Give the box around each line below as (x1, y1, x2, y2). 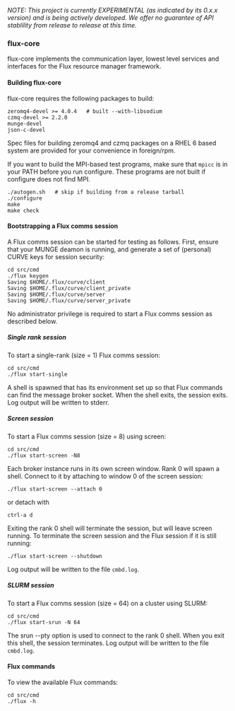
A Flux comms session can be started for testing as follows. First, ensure (7, 237, 219, 246)
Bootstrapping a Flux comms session (7, 222, 119, 230)
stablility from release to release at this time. (7, 21, 138, 29)
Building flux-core (7, 78, 62, 87)
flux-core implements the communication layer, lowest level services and (7, 54, 219, 63)
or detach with (7, 498, 49, 506)
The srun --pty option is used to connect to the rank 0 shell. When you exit (7, 631, 224, 640)
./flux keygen (7, 272, 49, 280)
